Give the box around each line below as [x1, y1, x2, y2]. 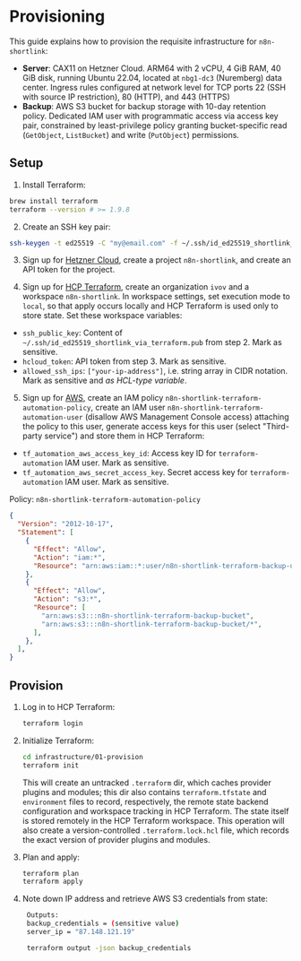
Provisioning [9, 6, 106, 27]
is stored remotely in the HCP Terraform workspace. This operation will [21, 815, 285, 826]
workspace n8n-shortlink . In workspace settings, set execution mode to [21, 291, 291, 302]
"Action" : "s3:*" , [32, 594, 102, 604]
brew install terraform [9, 196, 99, 205]
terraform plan [21, 869, 80, 878]
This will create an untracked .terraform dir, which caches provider [21, 777, 271, 788]
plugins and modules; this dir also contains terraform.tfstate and [21, 786, 267, 797]
